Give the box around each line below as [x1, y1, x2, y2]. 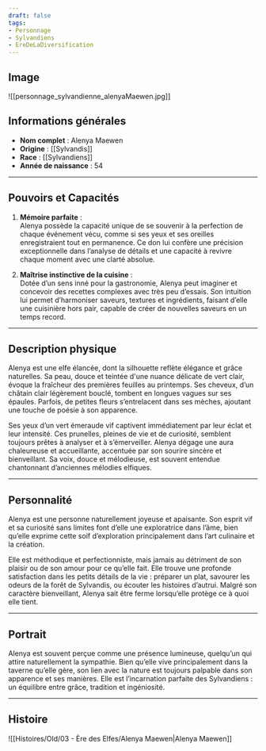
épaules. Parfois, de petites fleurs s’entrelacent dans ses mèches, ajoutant [8, 397, 252, 407]
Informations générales [8, 114, 127, 128]
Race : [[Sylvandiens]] [19, 152, 93, 162]
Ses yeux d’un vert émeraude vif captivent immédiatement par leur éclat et [8, 421, 252, 431]
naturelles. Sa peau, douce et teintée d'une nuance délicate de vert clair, [8, 372, 245, 381]
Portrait [8, 627, 47, 641]
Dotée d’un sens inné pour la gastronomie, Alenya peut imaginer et [19, 278, 237, 288]
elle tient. [8, 597, 39, 607]
